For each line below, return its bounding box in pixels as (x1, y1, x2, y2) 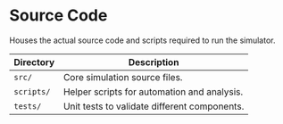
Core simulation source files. (62, 70, 183, 83)
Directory (13, 55, 55, 68)
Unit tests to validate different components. (62, 100, 245, 112)
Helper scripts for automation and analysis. (62, 86, 244, 98)
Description (128, 55, 179, 68)
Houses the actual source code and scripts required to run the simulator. (9, 35, 276, 45)
